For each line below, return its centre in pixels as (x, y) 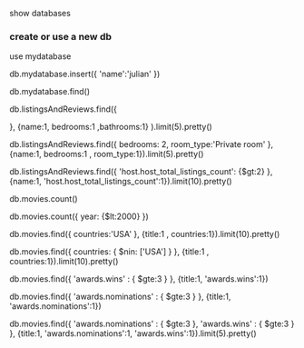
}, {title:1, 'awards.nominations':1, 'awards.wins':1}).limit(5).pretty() (133, 333)
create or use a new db (60, 36)
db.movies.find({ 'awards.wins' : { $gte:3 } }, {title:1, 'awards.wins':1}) (139, 279)
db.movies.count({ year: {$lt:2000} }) (79, 216)
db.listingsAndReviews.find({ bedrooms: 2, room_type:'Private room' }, (142, 144)
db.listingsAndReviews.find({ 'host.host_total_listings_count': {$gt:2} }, (141, 172)
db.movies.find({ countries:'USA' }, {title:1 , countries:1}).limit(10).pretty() (145, 234)
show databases (40, 13)
